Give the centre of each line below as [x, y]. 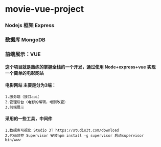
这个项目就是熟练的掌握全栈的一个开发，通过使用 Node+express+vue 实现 [80, 67]
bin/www [13, 140]
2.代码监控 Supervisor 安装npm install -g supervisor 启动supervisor [75, 135]
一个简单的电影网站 [24, 73]
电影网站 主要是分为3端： [31, 85]
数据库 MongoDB [25, 40]
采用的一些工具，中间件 [29, 118]
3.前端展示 [15, 107]
